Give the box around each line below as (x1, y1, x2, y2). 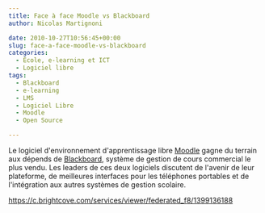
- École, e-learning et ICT (15, 56, 111, 65)
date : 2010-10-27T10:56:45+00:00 (8, 34, 121, 42)
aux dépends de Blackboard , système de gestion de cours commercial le (8, 154, 251, 164)
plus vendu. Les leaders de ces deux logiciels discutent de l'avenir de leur (8, 163, 254, 172)
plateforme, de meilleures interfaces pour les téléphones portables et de (8, 171, 250, 181)
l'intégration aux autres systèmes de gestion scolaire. (8, 180, 187, 190)
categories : (8, 49, 48, 57)
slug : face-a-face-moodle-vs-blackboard (8, 41, 147, 49)
